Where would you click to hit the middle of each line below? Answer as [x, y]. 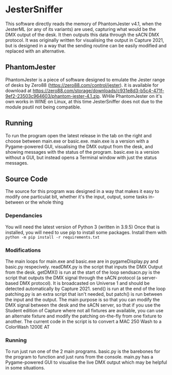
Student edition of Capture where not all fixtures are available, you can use [84, 310]
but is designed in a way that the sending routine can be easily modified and [86, 45]
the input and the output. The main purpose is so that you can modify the [83, 299]
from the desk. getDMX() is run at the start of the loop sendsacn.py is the [83, 272]
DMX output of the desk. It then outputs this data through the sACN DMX [82, 34]
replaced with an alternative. [35, 51]
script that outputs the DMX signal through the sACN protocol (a [73, 278]
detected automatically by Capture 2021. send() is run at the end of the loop [85, 289]
